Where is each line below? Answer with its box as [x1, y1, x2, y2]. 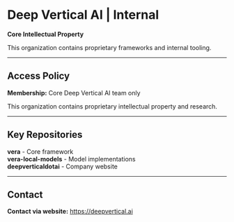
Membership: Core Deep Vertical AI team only [7, 88, 141, 97]
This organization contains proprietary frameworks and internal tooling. [7, 43, 212, 51]
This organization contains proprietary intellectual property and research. [7, 102, 218, 111]
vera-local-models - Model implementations [7, 154, 136, 163]
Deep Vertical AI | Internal [7, 7, 159, 23]
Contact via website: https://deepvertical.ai [7, 207, 134, 216]
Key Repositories [7, 129, 83, 141]
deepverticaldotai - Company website [7, 162, 118, 171]
